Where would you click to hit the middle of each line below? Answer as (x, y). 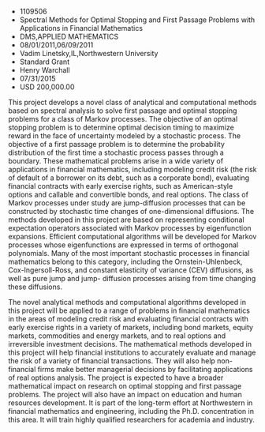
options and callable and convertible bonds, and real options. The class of (128, 194)
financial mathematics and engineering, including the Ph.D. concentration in (131, 411)
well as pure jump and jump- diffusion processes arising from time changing (132, 278)
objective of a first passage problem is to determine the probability (116, 144)
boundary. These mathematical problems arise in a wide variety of (116, 161)
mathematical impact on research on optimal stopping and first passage (125, 386)
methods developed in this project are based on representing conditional (126, 220)
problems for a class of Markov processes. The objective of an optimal (123, 119)
